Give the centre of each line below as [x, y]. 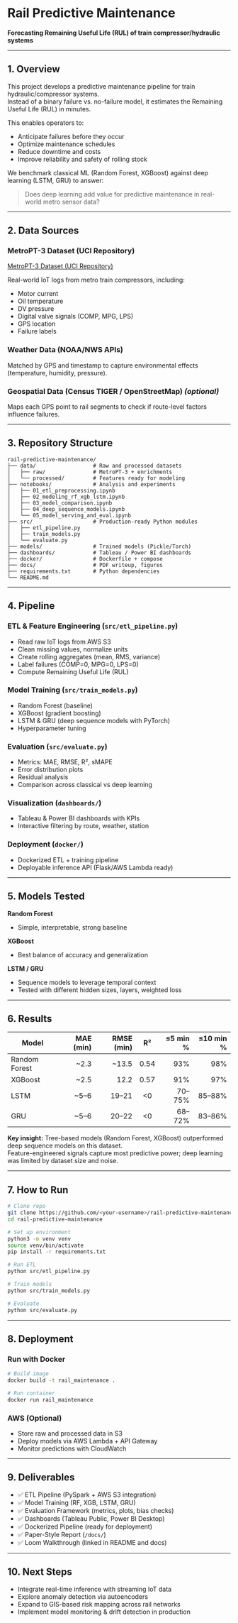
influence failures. [34, 414]
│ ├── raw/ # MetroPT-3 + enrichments [90, 472]
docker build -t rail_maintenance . [61, 1381]
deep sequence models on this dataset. [65, 1146]
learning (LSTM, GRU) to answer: [56, 180]
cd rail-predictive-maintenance [55, 1219]
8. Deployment [40, 1339]
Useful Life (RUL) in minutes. [49, 109]
